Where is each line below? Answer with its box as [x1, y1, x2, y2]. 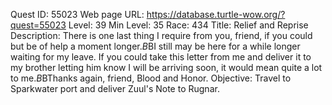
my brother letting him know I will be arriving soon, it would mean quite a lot [10, 62, 323, 73]
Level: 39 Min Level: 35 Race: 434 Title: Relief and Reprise [68, 19, 309, 31]
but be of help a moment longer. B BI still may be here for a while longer [10, 40, 301, 52]
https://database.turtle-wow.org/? [146, 9, 286, 20]
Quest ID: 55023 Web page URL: [10, 9, 145, 20]
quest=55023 [10, 19, 67, 31]
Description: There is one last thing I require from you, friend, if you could [10, 30, 313, 41]
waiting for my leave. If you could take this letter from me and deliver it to [10, 51, 312, 63]
